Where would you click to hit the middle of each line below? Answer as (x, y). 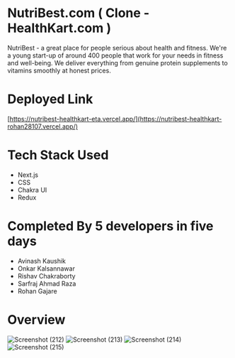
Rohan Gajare (38, 291)
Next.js (28, 175)
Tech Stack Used (58, 155)
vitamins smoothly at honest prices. (59, 70)
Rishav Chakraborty (46, 276)
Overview (36, 319)
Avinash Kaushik (41, 261)
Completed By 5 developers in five (110, 226)
